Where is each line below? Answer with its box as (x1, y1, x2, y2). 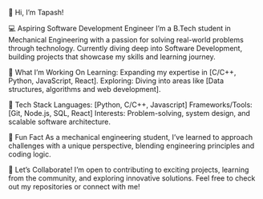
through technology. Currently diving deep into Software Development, (8, 44, 243, 53)
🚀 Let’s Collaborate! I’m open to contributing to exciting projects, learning (8, 165, 249, 174)
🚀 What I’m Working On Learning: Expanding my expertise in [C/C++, (8, 68, 237, 77)
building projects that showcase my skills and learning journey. (8, 52, 216, 62)
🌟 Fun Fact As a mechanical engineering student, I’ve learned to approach (8, 133, 253, 141)
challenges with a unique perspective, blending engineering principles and (8, 141, 255, 150)
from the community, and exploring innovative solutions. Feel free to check (8, 173, 256, 183)
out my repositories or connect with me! (8, 182, 140, 191)
